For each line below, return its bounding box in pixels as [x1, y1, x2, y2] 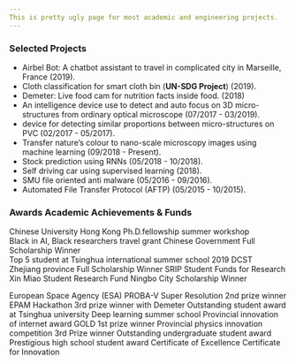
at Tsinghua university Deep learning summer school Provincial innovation [9, 309, 279, 320]
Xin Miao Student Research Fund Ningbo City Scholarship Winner [9, 273, 247, 284]
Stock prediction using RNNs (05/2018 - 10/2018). [21, 155, 203, 166]
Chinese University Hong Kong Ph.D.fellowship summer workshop [9, 226, 250, 237]
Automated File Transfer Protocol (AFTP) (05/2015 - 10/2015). [21, 184, 247, 194]
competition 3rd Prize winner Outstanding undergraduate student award [9, 328, 272, 338]
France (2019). [21, 72, 76, 82]
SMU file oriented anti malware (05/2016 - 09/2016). [21, 174, 213, 186]
